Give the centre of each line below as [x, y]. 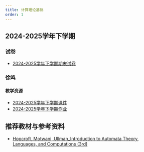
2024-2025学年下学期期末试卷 [44, 64]
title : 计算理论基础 [24, 10]
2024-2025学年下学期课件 [40, 103]
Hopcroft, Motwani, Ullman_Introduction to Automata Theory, [76, 139]
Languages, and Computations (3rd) [50, 144]
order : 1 [14, 15]
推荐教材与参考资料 [35, 126]
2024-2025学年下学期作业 [40, 109]
